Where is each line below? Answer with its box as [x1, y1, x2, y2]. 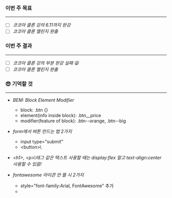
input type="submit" [20, 139, 63, 145]
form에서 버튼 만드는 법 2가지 [12, 128, 72, 135]
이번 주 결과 [5, 42, 32, 50]
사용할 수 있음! [12, 161, 42, 167]
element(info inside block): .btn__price [20, 113, 101, 119]
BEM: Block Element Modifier [12, 97, 74, 103]
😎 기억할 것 [5, 80, 33, 87]
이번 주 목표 [5, 4, 32, 11]
